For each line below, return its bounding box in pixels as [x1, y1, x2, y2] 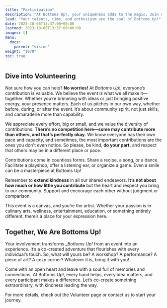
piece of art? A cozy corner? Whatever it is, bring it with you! [5, 257, 129, 262]
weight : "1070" [5, 49, 37, 54]
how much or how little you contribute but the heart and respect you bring [5, 182, 159, 189]
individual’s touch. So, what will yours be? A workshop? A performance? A [5, 251, 157, 257]
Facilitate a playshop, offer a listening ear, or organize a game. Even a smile [5, 162, 160, 168]
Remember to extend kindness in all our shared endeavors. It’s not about [5, 177, 157, 183]
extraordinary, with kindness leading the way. [5, 282, 98, 288]
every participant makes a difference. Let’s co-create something [5, 277, 137, 283]
